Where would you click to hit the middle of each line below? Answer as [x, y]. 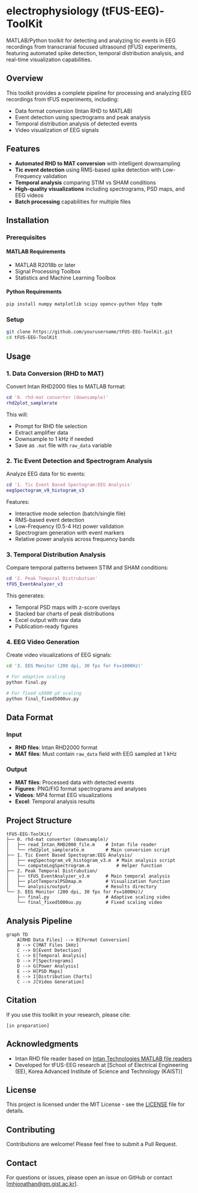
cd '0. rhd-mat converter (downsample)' [58, 397]
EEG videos [29, 195]
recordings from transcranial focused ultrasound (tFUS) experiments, [91, 47]
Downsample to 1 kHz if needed [54, 438]
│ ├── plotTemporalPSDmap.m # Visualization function [88, 882]
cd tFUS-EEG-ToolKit [32, 338]
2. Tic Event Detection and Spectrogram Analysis [79, 461]
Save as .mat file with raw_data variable [63, 445]
